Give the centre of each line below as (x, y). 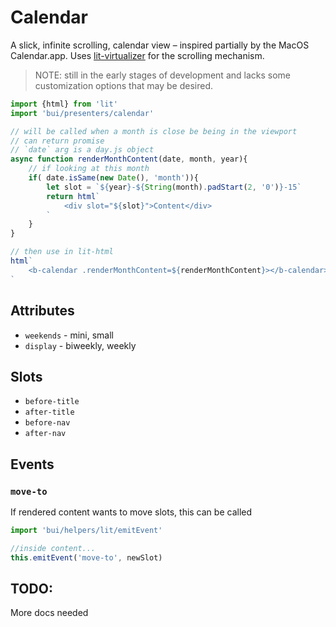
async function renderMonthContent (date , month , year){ (129, 159)
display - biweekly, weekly (80, 345)
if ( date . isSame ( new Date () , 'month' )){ (113, 178)
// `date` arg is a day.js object (82, 150)
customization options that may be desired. (124, 85)
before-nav (47, 423)
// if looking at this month (89, 169)
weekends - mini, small (69, 335)
